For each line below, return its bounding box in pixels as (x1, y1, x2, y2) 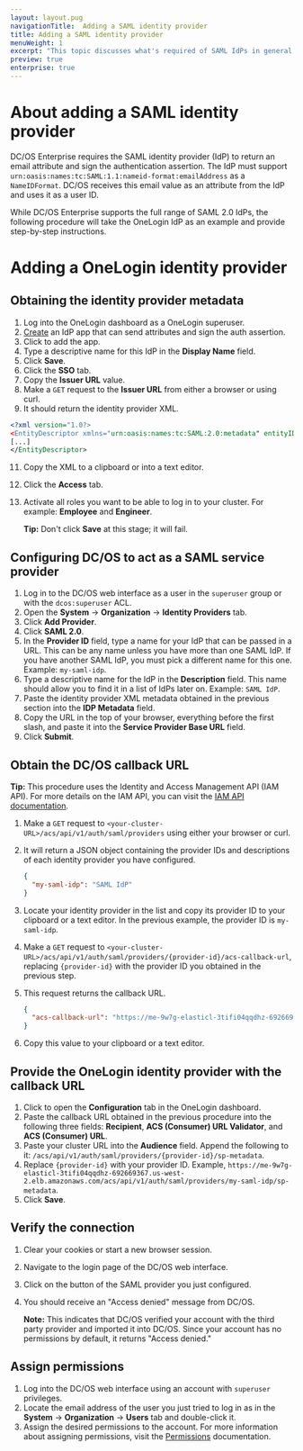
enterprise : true (10, 64, 76, 73)
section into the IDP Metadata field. (22, 703, 156, 714)
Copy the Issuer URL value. (22, 374, 125, 385)
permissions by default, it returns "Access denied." (22, 1333, 212, 1344)
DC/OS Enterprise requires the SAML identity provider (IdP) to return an (10, 150, 275, 162)
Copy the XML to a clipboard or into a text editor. (22, 462, 204, 473)
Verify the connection (10, 1221, 136, 1236)
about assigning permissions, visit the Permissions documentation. (22, 1430, 272, 1441)
